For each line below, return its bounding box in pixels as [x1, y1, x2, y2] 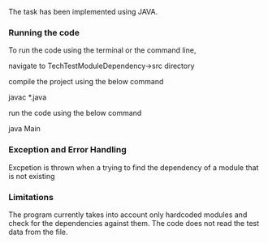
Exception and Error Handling [8, 144, 128, 156]
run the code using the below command [8, 109, 142, 118]
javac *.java [8, 92, 47, 102]
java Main [8, 124, 41, 134]
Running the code [8, 27, 80, 38]
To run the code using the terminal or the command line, [8, 45, 197, 55]
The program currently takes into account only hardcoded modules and [8, 210, 248, 220]
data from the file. [8, 227, 68, 237]
